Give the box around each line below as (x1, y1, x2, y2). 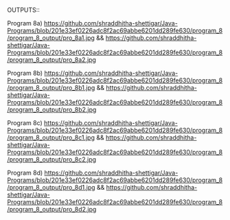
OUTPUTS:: (7, 6, 40, 14)
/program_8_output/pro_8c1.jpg (7, 133, 95, 142)
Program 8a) (7, 19, 43, 27)
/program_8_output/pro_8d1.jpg (7, 184, 95, 191)
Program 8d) (7, 168, 43, 177)
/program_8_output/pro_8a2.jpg (7, 56, 96, 64)
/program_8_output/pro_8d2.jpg (7, 206, 97, 213)
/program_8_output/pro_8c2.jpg (7, 155, 97, 164)
